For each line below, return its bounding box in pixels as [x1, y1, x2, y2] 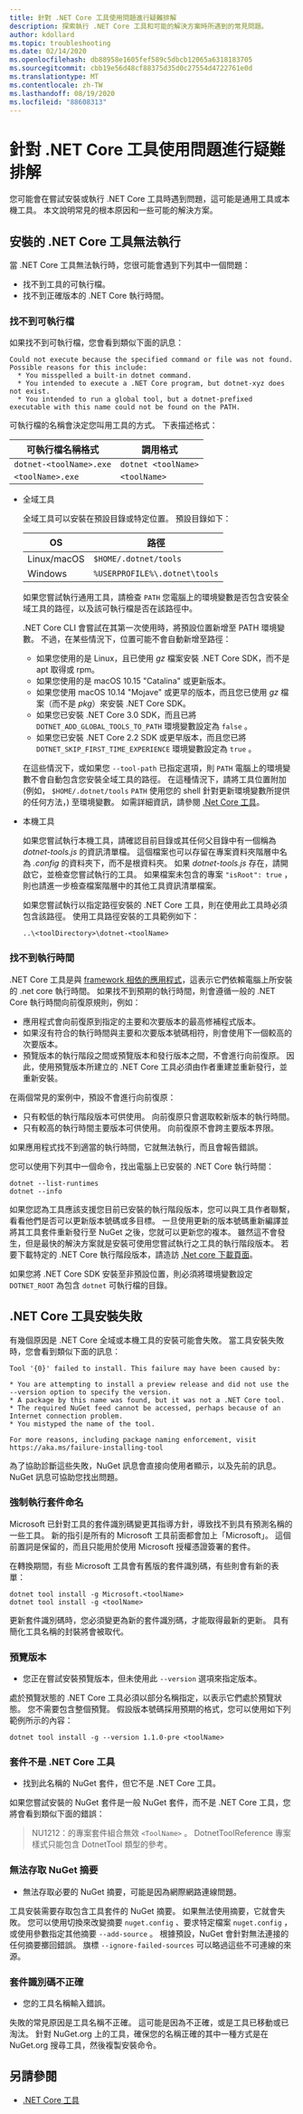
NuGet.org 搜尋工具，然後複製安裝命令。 [9, 2040, 162, 2051]
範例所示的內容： [9, 1715, 73, 1726]
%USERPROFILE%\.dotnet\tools [93, 569, 219, 579]
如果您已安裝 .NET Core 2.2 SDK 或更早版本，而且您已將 [35, 732, 247, 743]
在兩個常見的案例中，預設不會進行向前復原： [9, 1092, 176, 1103]
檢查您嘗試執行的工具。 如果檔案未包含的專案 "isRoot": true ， [53, 869, 292, 880]
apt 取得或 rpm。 [35, 665, 99, 675]
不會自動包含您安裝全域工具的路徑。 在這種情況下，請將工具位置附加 [30, 774, 287, 785]
